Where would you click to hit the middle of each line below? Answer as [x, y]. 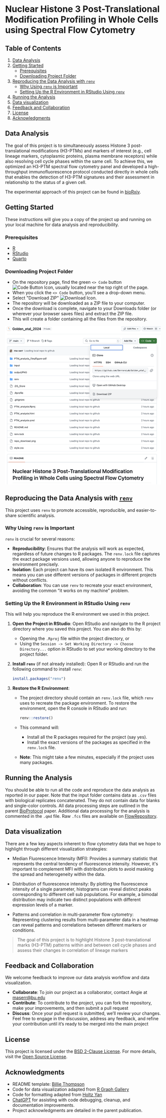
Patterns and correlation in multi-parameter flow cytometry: [73, 914]
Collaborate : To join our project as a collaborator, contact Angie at [80, 992]
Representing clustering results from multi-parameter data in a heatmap [85, 919]
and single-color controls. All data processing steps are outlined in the [77, 805]
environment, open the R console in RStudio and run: [73, 709]
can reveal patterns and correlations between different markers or [79, 925]
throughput [17, 172]
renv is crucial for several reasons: [40, 539]
